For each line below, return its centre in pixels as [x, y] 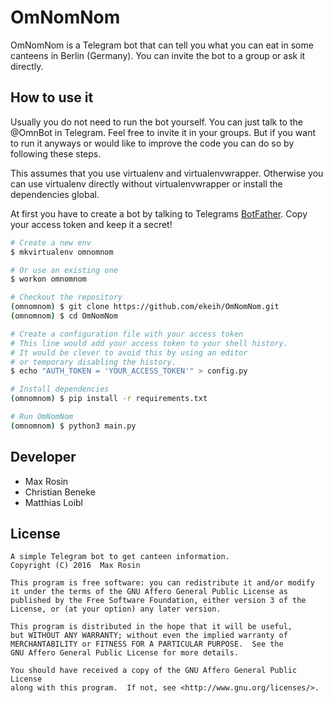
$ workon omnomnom [48, 279]
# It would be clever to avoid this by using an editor [129, 352]
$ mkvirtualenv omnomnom [62, 252]
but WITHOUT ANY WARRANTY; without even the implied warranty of [149, 636]
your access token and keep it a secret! [91, 224]
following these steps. [56, 153]
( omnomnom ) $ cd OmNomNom [64, 316]
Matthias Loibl [53, 502]
